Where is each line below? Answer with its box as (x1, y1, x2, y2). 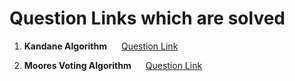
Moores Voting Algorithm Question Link (23, 59, 203, 71)
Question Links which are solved (9, 7, 286, 30)
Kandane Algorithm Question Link (23, 40, 179, 52)
